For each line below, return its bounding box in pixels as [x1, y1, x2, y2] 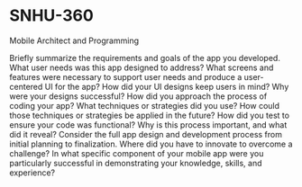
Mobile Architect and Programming [9, 35, 140, 46]
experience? [9, 167, 56, 178]
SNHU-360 [9, 5, 95, 26]
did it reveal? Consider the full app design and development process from [9, 129, 282, 139]
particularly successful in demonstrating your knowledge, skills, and [9, 157, 263, 168]
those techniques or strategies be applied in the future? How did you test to [9, 110, 290, 120]
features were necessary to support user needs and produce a [9, 71, 243, 82]
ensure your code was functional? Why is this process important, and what [9, 119, 288, 130]
